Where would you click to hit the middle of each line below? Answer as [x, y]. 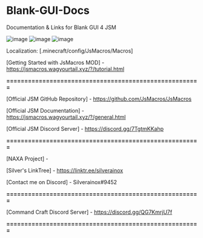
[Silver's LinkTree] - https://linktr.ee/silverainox [65, 170]
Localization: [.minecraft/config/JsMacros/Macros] [70, 51]
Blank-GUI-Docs [48, 11]
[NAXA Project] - [27, 159]
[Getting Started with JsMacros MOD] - [55, 62]
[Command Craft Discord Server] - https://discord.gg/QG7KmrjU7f [89, 212]
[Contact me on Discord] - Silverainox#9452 [62, 182]
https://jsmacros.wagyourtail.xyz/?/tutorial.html [65, 69]
